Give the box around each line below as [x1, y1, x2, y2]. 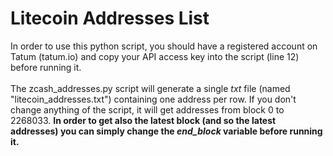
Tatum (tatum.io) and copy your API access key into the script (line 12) [10, 50, 300, 62]
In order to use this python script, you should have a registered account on [10, 40, 318, 52]
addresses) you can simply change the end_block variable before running [10, 125, 323, 137]
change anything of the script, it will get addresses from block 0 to [10, 103, 285, 116]
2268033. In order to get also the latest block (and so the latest [10, 114, 277, 126]
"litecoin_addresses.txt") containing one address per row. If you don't [10, 93, 297, 105]
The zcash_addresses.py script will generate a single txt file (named [10, 82, 291, 94]
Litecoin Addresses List [10, 7, 210, 30]
